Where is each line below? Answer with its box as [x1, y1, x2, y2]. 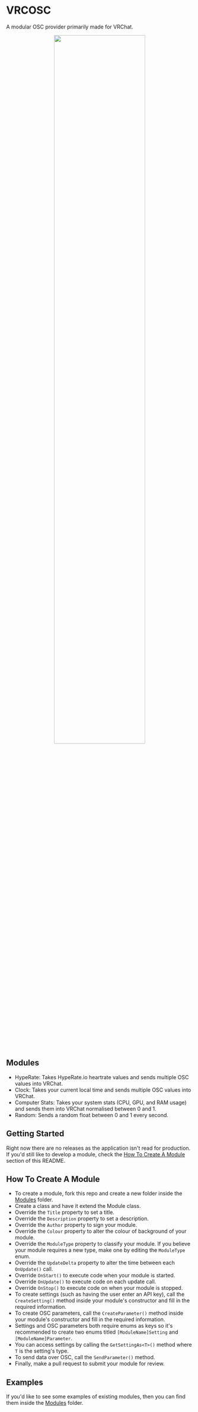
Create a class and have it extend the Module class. [14, 1203, 141, 1210]
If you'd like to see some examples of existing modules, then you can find [6, 1393, 186, 1400]
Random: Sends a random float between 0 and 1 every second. [14, 1111, 169, 1118]
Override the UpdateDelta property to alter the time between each [14, 1259, 175, 1267]
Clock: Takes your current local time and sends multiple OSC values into [14, 1086, 191, 1093]
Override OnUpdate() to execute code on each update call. [14, 1278, 157, 1285]
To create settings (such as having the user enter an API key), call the [14, 1291, 185, 1298]
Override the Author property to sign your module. [14, 1222, 138, 1229]
